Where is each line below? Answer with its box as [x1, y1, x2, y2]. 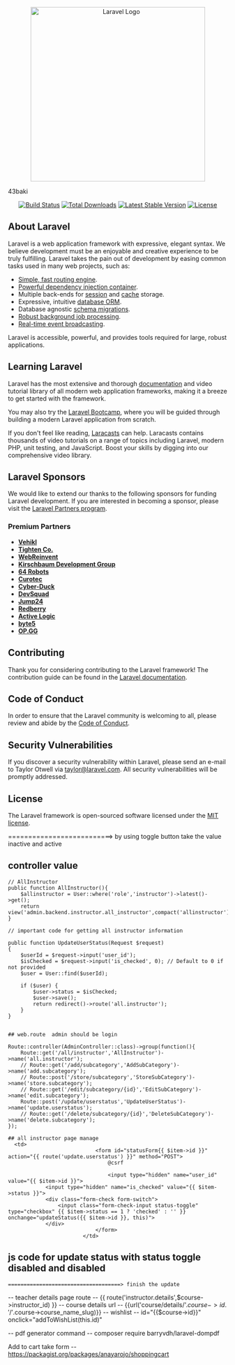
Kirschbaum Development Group [17, 560, 116, 568]
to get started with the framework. [8, 394, 107, 403]
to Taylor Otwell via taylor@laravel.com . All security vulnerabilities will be [8, 765, 218, 774]
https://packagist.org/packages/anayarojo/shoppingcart [8, 1350, 169, 1358]
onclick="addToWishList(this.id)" [8, 1315, 103, 1324]
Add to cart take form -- [8, 1342, 77, 1350]
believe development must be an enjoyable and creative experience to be [8, 246, 219, 255]
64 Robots [17, 567, 50, 576]
